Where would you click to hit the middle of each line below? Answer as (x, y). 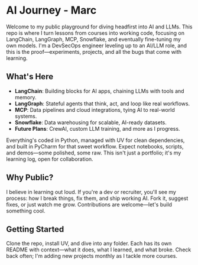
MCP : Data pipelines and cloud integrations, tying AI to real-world (95, 109)
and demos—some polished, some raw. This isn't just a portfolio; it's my (94, 153)
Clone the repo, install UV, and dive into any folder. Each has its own (89, 244)
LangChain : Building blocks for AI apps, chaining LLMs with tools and (99, 91)
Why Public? (30, 178)
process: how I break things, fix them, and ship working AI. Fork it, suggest (97, 198)
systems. (26, 116)
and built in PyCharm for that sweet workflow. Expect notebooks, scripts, (95, 146)
